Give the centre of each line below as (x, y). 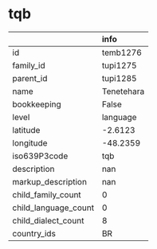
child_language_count (53, 208)
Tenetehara (123, 91)
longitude (30, 142)
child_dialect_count (48, 220)
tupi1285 (119, 78)
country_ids (34, 233)
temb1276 (122, 53)
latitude (26, 130)
